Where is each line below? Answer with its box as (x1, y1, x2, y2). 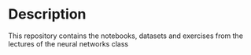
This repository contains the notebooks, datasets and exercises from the (8, 31, 244, 40)
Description (8, 5, 87, 23)
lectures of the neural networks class (8, 39, 128, 48)
